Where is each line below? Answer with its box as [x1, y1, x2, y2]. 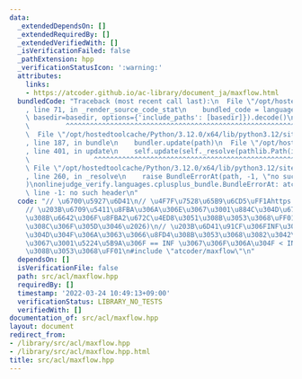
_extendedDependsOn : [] [17, 22, 106, 31]
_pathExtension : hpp [17, 55, 94, 64]
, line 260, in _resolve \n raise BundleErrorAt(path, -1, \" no [25, 172, 280, 181]
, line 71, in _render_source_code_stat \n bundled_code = [25, 105, 259, 114]
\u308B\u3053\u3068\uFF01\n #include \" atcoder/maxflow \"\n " [25, 247, 255, 256]
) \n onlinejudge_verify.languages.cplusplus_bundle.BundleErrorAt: [25, 181, 280, 189]
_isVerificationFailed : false [17, 47, 130, 56]
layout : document [9, 322, 75, 331]
